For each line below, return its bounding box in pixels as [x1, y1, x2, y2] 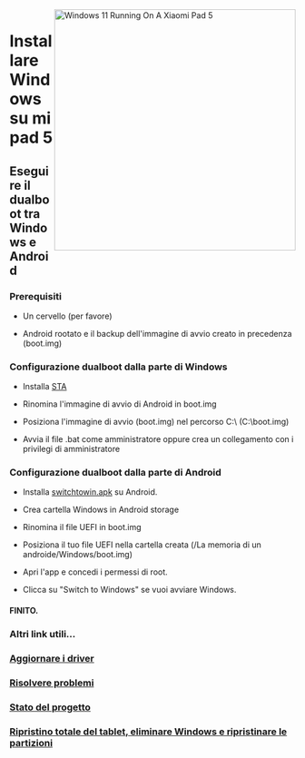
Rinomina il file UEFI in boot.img [22, 522, 142, 533]
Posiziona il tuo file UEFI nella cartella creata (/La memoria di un [22, 539, 261, 550]
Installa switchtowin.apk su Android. [22, 487, 158, 497]
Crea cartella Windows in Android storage [22, 504, 180, 516]
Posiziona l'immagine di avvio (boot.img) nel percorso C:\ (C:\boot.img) [22, 417, 290, 428]
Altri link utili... [9, 627, 76, 640]
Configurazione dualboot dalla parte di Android [9, 467, 221, 479]
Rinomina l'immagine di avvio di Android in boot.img [22, 399, 217, 409]
